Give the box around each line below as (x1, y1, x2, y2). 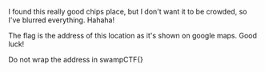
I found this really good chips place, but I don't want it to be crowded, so (8, 7, 247, 16)
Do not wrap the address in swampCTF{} (8, 55, 144, 64)
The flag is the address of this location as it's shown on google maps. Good (8, 31, 258, 40)
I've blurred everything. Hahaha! (8, 15, 114, 25)
